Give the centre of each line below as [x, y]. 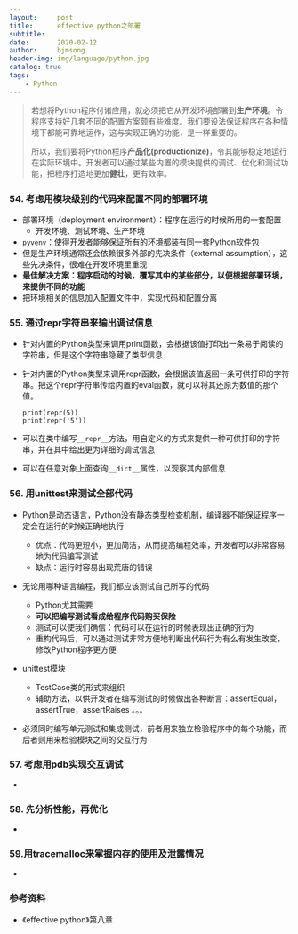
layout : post [41, 17]
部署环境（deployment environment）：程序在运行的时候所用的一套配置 [152, 220]
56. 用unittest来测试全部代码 [71, 494]
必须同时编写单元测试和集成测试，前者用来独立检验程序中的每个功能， [151, 728]
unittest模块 [44, 668]
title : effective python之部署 [75, 26]
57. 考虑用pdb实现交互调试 [66, 764]
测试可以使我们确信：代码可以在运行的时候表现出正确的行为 [145, 627]
